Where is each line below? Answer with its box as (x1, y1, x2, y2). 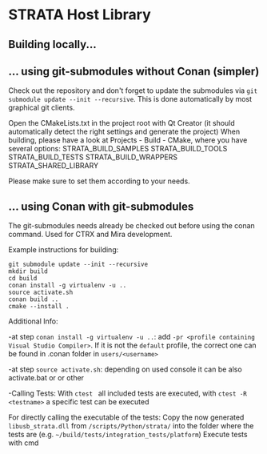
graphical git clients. (8, 102, 75, 113)
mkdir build (8, 267, 48, 275)
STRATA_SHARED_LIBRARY (8, 161, 98, 171)
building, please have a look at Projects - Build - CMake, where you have (8, 135, 248, 145)
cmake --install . (8, 303, 70, 311)
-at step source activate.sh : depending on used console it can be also (8, 364, 242, 374)
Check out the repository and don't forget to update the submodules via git (8, 86, 258, 95)
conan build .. (8, 295, 59, 303)
